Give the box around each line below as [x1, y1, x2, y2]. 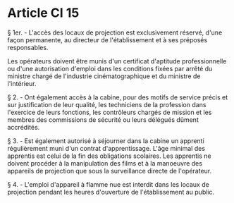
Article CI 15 [7, 5, 80, 21]
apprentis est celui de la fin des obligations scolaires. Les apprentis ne [7, 152, 211, 160]
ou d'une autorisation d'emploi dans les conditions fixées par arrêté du [7, 64, 213, 73]
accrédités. [7, 123, 40, 131]
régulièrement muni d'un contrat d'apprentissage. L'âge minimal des [7, 144, 206, 152]
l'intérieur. [7, 79, 37, 87]
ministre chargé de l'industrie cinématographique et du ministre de [7, 72, 201, 80]
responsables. [7, 43, 49, 51]
